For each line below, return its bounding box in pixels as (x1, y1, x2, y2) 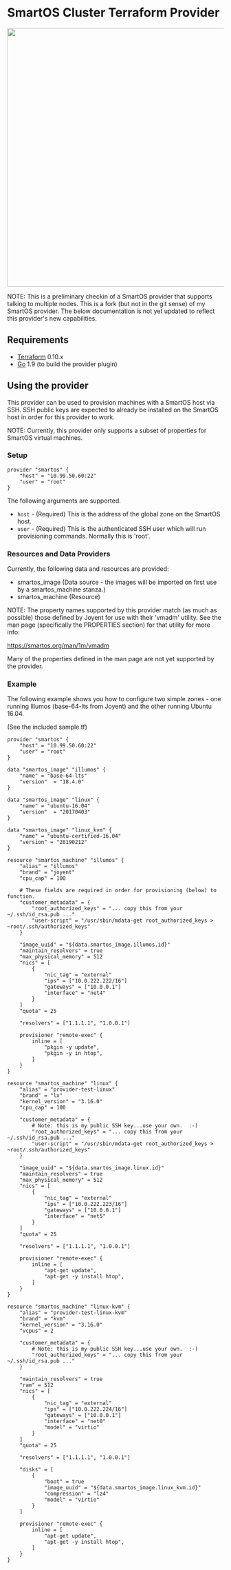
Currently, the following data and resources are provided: (7, 565, 170, 573)
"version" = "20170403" (19, 809, 91, 816)
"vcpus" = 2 (19, 1327, 54, 1335)
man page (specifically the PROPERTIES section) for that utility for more (7, 621, 211, 629)
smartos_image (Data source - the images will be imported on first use (16, 578, 217, 587)
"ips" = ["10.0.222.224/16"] (43, 1406, 128, 1413)
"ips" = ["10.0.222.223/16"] (43, 1201, 128, 1208)
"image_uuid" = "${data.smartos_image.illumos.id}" (19, 941, 170, 949)
